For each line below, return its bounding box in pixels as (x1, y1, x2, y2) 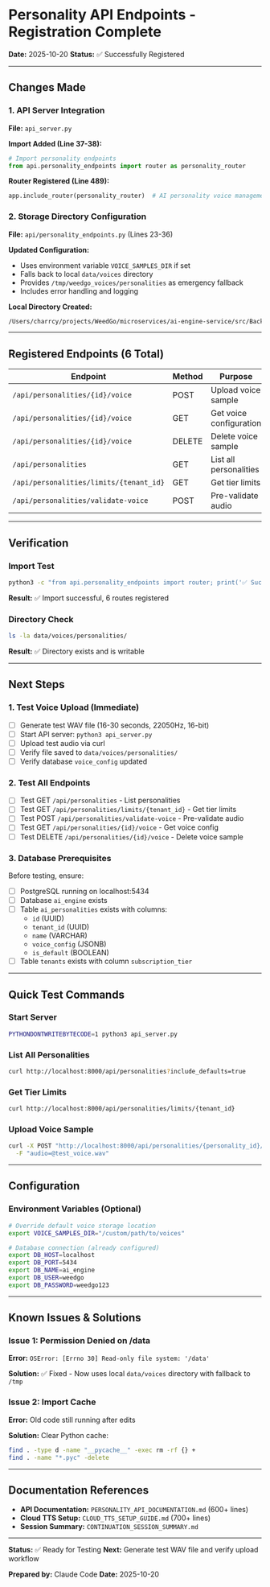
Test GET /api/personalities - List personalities (19, 795, 181, 806)
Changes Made (8, 80, 86, 94)
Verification (8, 536, 69, 550)
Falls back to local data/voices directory (19, 269, 153, 278)
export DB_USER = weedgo (8, 1274, 84, 1282)
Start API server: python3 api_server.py (19, 729, 153, 739)
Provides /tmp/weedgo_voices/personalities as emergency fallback (19, 278, 243, 287)
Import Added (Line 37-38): (8, 138, 102, 148)
